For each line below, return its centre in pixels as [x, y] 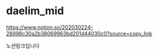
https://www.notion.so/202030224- [50, 27]
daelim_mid [35, 11]
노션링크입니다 [23, 46]
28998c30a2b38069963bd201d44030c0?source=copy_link [79, 33]
